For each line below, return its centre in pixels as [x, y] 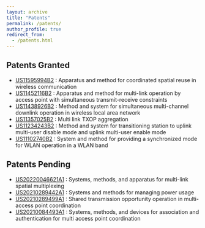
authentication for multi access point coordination [78, 218]
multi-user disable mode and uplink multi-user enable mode [91, 132]
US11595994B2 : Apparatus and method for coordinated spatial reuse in [106, 80]
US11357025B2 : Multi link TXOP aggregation [72, 119]
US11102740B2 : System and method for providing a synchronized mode [106, 139]
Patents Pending [39, 165]
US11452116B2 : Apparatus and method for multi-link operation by [98, 93]
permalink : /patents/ [34, 23]
